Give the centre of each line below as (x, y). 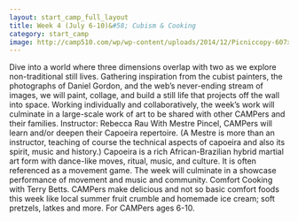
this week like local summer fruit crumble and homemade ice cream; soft (142, 199)
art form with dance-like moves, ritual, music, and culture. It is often (133, 161)
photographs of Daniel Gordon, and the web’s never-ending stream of (137, 86)
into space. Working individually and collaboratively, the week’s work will (142, 105)
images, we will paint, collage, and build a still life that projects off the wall (145, 96)
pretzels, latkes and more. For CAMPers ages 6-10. (102, 208)
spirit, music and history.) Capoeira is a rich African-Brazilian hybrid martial (146, 152)
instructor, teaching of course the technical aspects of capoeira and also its (147, 142)
